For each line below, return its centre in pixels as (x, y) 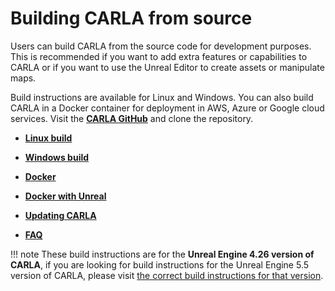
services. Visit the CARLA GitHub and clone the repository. (132, 118)
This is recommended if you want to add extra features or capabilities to (159, 56)
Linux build (48, 138)
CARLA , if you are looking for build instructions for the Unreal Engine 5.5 (160, 264)
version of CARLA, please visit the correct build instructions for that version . (167, 275)
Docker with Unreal (65, 196)
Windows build (57, 157)
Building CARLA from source (131, 18)
